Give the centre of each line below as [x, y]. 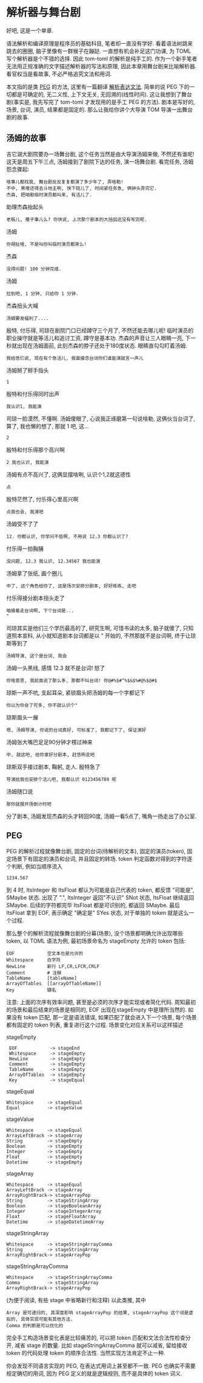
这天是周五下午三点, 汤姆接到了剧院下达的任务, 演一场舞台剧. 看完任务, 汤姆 [100, 161]
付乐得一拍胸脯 [25, 549]
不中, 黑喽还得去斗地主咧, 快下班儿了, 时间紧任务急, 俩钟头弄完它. [82, 188]
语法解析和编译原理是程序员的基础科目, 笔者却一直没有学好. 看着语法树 [94, 43]
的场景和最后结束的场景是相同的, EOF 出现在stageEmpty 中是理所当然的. [96, 1010]
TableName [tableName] [42, 978]
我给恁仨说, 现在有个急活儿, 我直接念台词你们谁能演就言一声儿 [75, 358]
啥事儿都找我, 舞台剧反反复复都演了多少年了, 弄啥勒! [65, 182]
